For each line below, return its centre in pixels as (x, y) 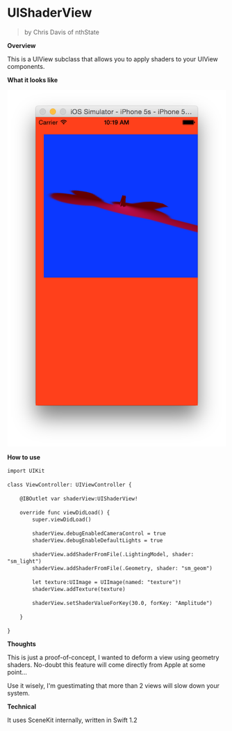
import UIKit (26, 471)
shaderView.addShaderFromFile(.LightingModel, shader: (113, 555)
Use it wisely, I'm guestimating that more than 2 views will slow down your (114, 686)
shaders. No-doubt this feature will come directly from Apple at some (107, 665)
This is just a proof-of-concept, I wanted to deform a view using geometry (113, 658)
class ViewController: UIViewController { (69, 485)
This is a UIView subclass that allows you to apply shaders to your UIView (113, 59)
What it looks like (33, 80)
